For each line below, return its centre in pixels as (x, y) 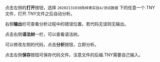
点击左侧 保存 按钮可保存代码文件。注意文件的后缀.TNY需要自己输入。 (74, 55)
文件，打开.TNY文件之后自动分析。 (40, 14)
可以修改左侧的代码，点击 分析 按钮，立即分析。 (52, 45)
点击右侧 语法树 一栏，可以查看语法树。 (43, 34)
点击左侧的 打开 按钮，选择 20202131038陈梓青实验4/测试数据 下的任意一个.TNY (80, 8)
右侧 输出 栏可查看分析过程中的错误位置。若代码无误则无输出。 (67, 24)
